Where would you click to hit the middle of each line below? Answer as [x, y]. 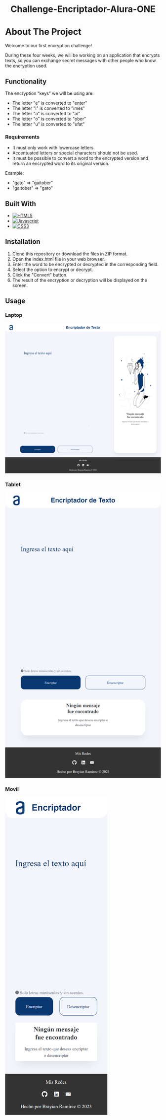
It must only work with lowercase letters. [53, 148]
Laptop [14, 315]
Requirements [22, 137]
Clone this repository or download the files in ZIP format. [70, 254]
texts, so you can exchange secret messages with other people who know [81, 61]
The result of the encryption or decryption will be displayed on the [80, 280]
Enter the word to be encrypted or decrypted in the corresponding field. [85, 264]
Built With [21, 204]
